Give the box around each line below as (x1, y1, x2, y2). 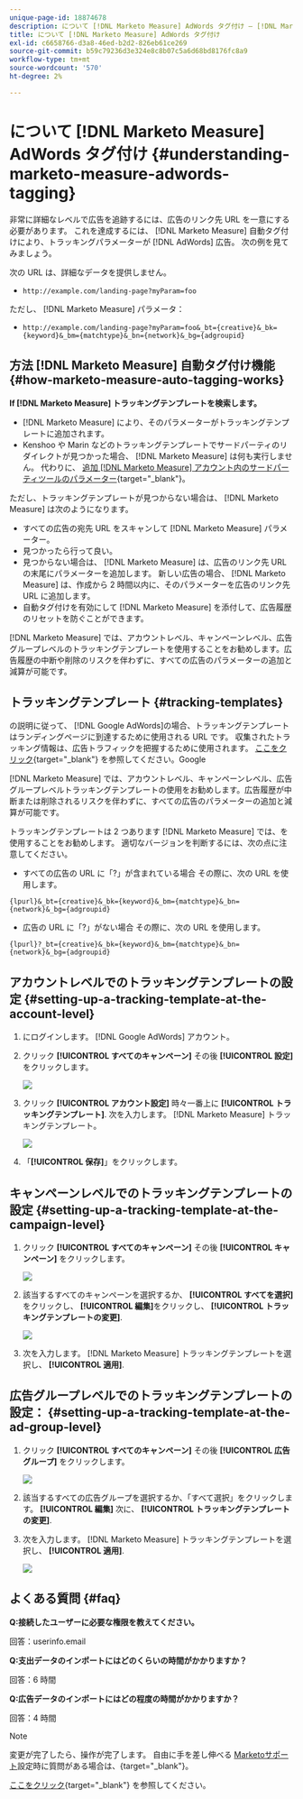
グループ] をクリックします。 (22, 1455, 130, 1466)
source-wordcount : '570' (9, 64, 103, 73)
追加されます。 (53, 427, 110, 438)
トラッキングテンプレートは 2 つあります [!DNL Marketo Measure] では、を (9, 826, 289, 837)
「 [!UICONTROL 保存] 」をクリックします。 (22, 1156, 183, 1168)
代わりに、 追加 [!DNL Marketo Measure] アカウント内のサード (40, 462, 273, 473)
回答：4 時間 (9, 1712, 57, 1723)
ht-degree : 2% (9, 72, 63, 81)
